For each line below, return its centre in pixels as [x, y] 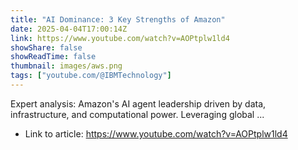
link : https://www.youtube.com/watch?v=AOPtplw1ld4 [120, 38]
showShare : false [46, 47]
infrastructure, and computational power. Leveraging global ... [137, 114]
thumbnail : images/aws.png [66, 66]
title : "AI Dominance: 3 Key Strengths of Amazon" [118, 19]
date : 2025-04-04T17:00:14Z [69, 29]
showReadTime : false [53, 57]
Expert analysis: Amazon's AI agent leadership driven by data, [138, 103]
